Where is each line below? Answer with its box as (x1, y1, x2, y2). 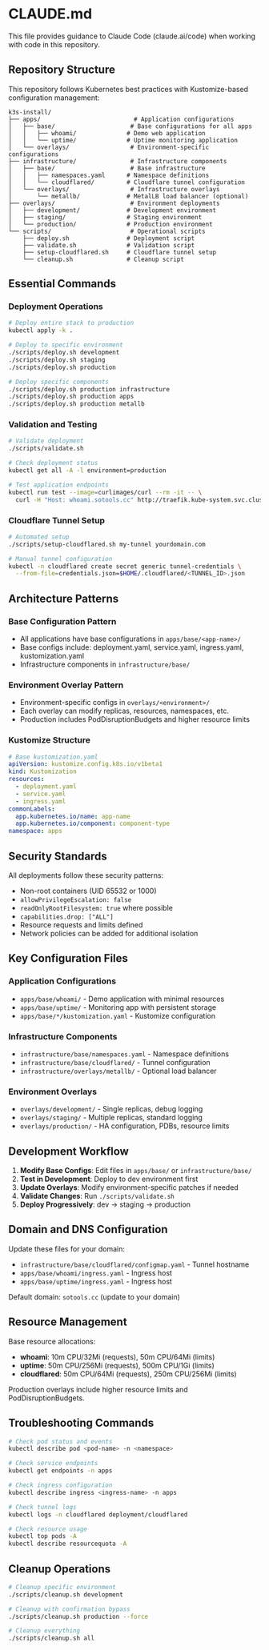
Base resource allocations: (8, 1336, 96, 1346)
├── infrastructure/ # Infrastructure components (8, 157, 227, 165)
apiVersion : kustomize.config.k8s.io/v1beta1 (8, 760, 163, 768)
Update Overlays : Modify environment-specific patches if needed (19, 1183, 239, 1192)
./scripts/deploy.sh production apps (8, 393, 134, 401)
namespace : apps (8, 827, 62, 835)
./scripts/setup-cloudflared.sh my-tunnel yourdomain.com (8, 540, 206, 548)
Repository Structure (8, 63, 116, 77)
